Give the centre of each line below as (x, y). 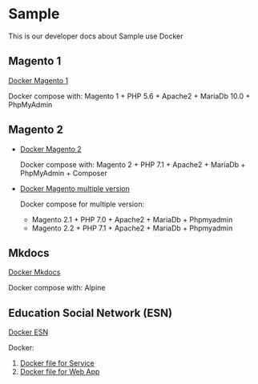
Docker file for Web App (60, 372)
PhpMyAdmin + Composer (64, 173)
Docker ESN (28, 332)
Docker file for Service (57, 363)
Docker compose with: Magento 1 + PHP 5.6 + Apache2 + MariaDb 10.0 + (129, 96)
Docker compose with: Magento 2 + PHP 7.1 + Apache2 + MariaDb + (133, 164)
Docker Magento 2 (50, 149)
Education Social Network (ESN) (91, 313)
